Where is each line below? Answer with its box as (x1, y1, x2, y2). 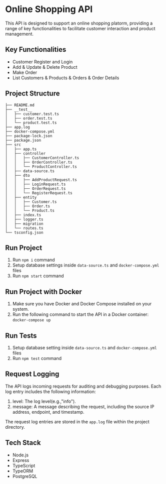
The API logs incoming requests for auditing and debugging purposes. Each (5, 383, 161, 389)
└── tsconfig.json (5, 230, 43, 235)
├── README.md (5, 102, 35, 107)
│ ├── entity (5, 195, 37, 200)
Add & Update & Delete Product (12, 64, 77, 70)
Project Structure (5, 89, 60, 98)
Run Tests (5, 331, 37, 340)
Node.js (12, 452, 29, 458)
